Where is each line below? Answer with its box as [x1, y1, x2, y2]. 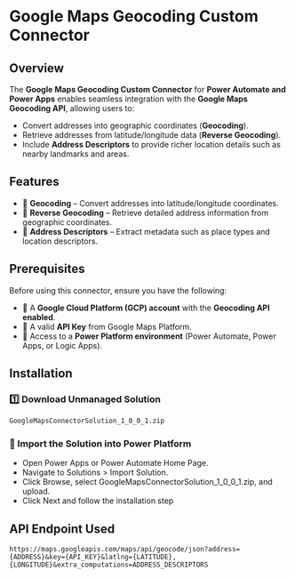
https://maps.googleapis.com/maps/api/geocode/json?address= [9, 545, 241, 554]
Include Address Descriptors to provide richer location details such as [21, 140, 282, 149]
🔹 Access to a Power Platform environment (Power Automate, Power [21, 331, 277, 341]
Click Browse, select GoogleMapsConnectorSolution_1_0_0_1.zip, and [21, 477, 273, 487]
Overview [9, 60, 65, 76]
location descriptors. [21, 236, 99, 246]
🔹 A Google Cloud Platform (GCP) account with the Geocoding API [21, 302, 270, 313]
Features [9, 174, 60, 189]
